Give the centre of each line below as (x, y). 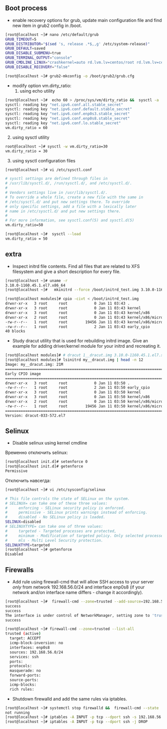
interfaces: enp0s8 (30, 647)
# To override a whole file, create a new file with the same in (74, 197)
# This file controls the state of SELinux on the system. (68, 499)
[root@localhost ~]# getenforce (39, 550)
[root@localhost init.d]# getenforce (44, 466)
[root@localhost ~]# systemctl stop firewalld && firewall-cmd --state (82, 708)
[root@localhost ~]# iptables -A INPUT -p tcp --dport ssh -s (71, 717)
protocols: (21, 666)
